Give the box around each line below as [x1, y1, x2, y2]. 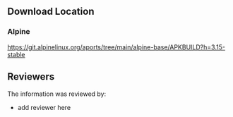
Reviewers [7, 70, 55, 83]
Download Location [7, 6, 95, 18]
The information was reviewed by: [7, 90, 107, 98]
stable [7, 50, 26, 58]
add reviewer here [17, 103, 71, 111]
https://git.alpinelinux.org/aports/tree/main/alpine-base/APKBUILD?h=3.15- [7, 42, 226, 51]
